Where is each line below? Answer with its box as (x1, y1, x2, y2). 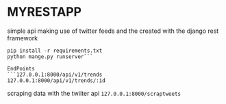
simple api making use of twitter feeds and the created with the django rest (7, 27, 219, 35)
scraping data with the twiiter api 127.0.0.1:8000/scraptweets (7, 89, 181, 97)
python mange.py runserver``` (7, 53, 94, 60)
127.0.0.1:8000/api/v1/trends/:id (7, 77, 106, 84)
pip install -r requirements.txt (7, 47, 103, 54)
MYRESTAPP (7, 4, 82, 20)
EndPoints (7, 65, 36, 72)
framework (7, 34, 38, 42)
